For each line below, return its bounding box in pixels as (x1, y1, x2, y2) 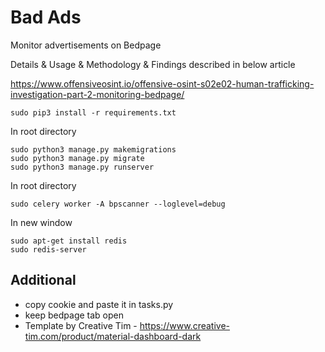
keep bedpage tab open (24, 309, 124, 321)
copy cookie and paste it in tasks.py (24, 298, 174, 310)
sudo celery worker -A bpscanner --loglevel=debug (10, 199, 226, 209)
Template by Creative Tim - (24, 319, 138, 331)
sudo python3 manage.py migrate (10, 153, 145, 163)
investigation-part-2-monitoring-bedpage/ (10, 88, 185, 100)
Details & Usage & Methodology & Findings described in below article (10, 58, 296, 70)
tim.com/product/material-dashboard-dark (24, 330, 202, 342)
